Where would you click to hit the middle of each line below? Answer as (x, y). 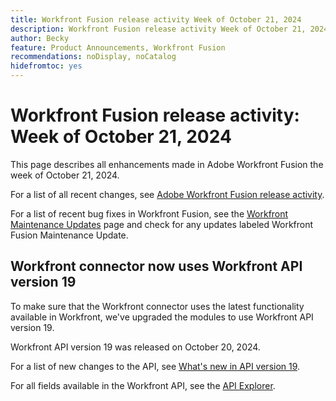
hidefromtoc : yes (46, 66)
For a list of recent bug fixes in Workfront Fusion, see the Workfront (149, 213)
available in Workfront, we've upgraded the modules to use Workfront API (162, 317)
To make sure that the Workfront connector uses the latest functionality (157, 306)
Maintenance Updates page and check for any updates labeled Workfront (162, 224)
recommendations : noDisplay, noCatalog (93, 57)
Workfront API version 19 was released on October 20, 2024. (135, 347)
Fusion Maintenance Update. (69, 235)
